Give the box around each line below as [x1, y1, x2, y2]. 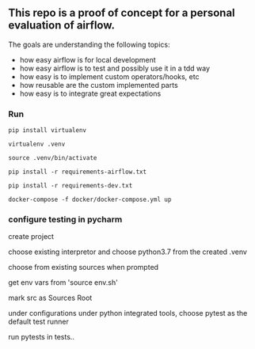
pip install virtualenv [8, 127, 87, 135]
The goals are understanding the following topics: [8, 40, 170, 49]
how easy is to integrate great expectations [19, 89, 162, 98]
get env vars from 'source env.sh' [8, 278, 119, 287]
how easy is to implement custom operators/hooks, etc [19, 71, 200, 82]
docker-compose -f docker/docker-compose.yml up [8, 195, 172, 204]
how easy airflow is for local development [19, 55, 156, 64]
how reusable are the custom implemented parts [19, 80, 178, 89]
